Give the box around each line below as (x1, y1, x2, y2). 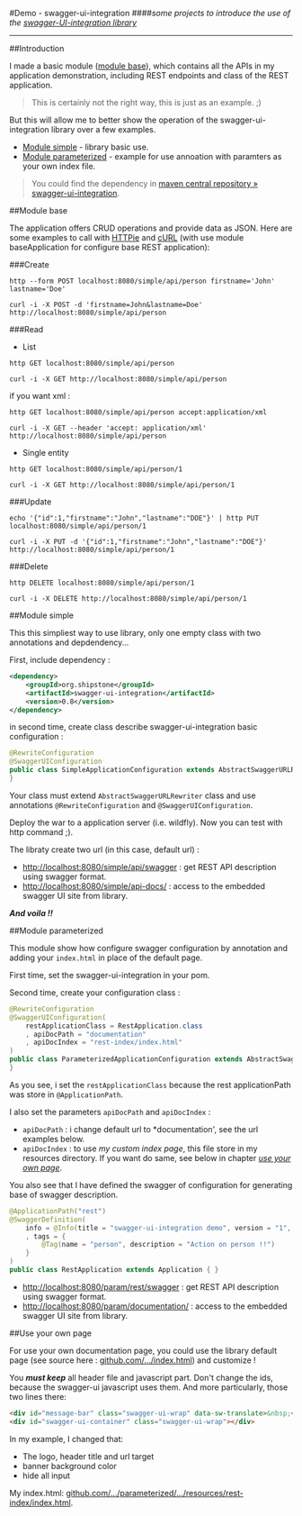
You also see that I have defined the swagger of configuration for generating (9, 1179, 293, 1190)
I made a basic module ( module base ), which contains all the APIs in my (9, 60, 275, 71)
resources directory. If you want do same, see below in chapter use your (22, 1152, 291, 1163)
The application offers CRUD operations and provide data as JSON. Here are (9, 222, 293, 233)
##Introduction (9, 43, 65, 53)
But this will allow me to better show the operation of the (9, 114, 218, 125)
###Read (9, 324, 44, 334)
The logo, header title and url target (22, 1450, 155, 1462)
